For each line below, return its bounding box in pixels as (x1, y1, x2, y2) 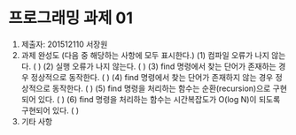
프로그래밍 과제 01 (8, 8, 134, 28)
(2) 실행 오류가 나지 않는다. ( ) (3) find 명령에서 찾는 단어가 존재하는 (43, 61, 277, 71)
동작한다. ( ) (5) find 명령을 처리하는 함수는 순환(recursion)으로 (51, 83, 271, 94)
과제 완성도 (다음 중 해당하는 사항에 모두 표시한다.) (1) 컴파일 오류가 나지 (20, 49, 269, 60)
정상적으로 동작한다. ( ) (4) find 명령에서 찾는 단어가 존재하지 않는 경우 (30, 71, 274, 82)
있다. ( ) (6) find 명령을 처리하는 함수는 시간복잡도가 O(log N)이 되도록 (37, 94, 281, 104)
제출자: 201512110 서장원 (20, 39, 108, 49)
